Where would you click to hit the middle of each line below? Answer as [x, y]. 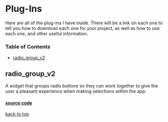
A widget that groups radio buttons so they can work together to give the [82, 86]
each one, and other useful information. [47, 33]
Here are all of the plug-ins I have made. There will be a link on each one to [84, 23]
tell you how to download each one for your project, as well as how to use [82, 28]
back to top [17, 114]
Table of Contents [28, 47]
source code [19, 103]
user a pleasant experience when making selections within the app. [76, 91]
